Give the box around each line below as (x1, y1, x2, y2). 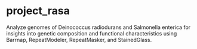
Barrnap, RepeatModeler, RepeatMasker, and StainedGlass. (6, 36, 152, 43)
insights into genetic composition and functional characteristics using (6, 30, 177, 37)
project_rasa (6, 4, 70, 18)
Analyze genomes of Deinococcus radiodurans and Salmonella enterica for (6, 24, 191, 31)
